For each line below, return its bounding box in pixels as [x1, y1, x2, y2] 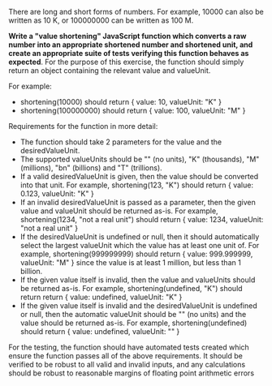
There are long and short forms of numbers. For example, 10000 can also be [8, 7, 264, 16]
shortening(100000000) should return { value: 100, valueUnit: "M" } [19, 105, 246, 115]
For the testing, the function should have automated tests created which [8, 342, 249, 352]
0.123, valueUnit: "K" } [19, 189, 95, 198]
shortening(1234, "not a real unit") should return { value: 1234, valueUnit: [19, 215, 264, 224]
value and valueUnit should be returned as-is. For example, [19, 206, 218, 216]
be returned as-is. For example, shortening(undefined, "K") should [19, 284, 243, 293]
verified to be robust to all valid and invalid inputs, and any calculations [8, 360, 246, 369]
